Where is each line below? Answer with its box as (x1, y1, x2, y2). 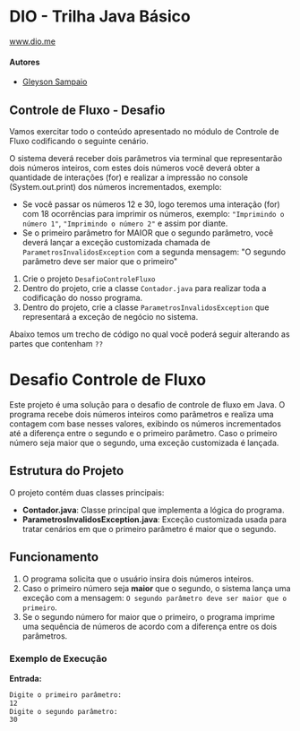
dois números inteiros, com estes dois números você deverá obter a (9, 162, 261, 173)
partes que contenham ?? (9, 338, 104, 348)
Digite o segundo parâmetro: (9, 707, 118, 716)
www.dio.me (9, 36, 56, 47)
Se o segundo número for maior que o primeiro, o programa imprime (21, 611, 276, 622)
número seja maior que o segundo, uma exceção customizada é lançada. (9, 437, 279, 448)
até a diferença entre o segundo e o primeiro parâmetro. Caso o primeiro (9, 427, 278, 438)
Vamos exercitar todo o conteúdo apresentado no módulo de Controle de (9, 125, 279, 136)
